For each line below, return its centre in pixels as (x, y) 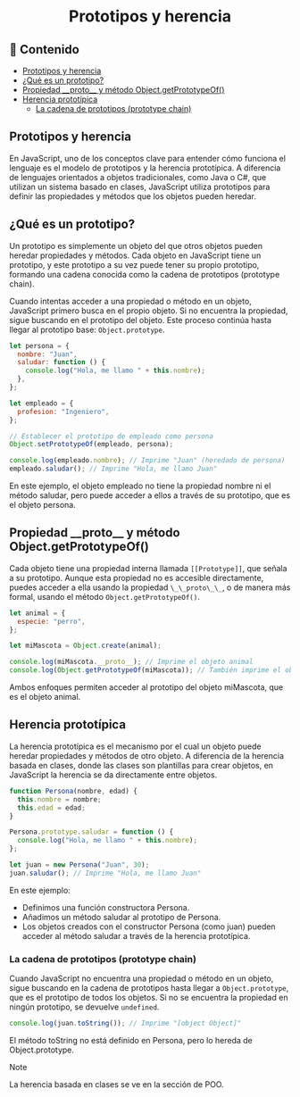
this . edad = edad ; (52, 808)
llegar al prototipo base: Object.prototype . (87, 329)
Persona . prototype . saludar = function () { (92, 832)
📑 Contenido (45, 50)
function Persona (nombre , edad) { (74, 791)
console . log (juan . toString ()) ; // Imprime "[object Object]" (125, 1024)
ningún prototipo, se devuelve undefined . (84, 1007)
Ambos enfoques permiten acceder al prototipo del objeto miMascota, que (146, 687)
